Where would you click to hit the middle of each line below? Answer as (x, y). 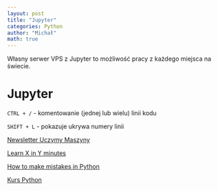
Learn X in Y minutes (37, 153)
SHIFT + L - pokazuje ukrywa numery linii (66, 127)
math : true (23, 39)
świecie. (19, 66)
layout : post (26, 13)
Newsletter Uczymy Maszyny (49, 140)
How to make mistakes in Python (53, 167)
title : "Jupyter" (32, 20)
